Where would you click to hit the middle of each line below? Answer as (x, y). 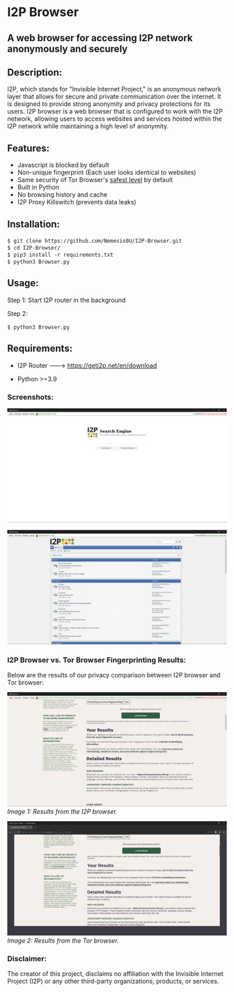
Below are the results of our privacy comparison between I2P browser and (114, 675)
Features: (29, 148)
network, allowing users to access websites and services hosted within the (115, 119)
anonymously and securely (68, 48)
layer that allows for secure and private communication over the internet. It (114, 97)
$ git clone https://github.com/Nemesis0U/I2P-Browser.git (95, 241)
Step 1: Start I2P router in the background (67, 300)
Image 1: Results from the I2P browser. (62, 811)
